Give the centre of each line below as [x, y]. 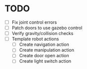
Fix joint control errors [34, 22]
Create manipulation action [47, 50]
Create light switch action [45, 61]
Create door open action [44, 56]
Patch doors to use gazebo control [47, 28]
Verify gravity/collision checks [43, 34]
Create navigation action [44, 44]
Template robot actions [35, 39]
